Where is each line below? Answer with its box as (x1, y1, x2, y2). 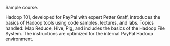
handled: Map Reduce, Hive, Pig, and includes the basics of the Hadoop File (5, 25, 165, 31)
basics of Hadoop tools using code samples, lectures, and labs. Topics (5, 20, 154, 26)
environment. (5, 36, 33, 42)
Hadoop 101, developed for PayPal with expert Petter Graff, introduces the (5, 14, 161, 20)
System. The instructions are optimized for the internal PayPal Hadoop (5, 31, 153, 36)
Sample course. (5, 5, 38, 10)
